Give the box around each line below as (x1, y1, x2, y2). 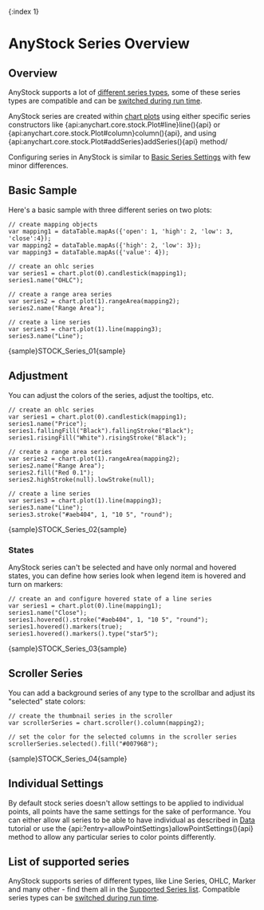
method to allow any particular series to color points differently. (8, 832, 217, 841)
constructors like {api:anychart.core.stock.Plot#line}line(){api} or (8, 120, 221, 129)
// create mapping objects (8, 220, 98, 228)
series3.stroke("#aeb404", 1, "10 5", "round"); (8, 510, 173, 518)
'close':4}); (8, 234, 52, 242)
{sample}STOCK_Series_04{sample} (8, 754, 128, 763)
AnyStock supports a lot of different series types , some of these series (8, 88, 241, 97)
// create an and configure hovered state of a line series (8, 594, 213, 603)
